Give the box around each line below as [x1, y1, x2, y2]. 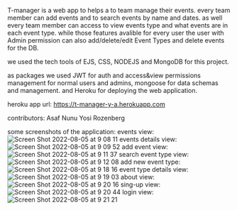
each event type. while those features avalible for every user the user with [7, 28, 225, 37]
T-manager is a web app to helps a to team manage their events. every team [7, 6, 231, 14]
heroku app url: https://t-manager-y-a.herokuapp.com [7, 100, 165, 109]
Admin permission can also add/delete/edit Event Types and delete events [7, 36, 225, 45]
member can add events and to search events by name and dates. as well [7, 13, 223, 22]
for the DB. [7, 44, 39, 52]
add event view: [121, 143, 168, 151]
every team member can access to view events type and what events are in [7, 21, 228, 29]
